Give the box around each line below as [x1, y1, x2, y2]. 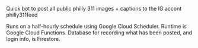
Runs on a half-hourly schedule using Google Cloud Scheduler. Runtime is [6, 23, 187, 30]
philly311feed [6, 11, 38, 18]
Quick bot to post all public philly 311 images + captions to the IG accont [6, 5, 182, 12]
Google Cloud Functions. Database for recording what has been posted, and [6, 29, 193, 36]
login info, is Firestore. [6, 36, 60, 42]
